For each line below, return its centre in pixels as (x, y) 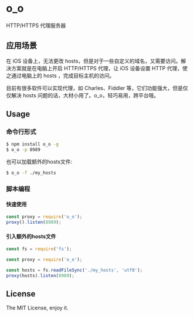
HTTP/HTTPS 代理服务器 (36, 25)
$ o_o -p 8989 (23, 150)
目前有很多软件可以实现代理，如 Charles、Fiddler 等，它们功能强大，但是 (95, 88)
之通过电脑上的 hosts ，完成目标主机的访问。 (60, 76)
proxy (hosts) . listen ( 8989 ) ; (40, 275)
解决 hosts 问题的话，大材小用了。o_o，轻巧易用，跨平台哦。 (85, 95)
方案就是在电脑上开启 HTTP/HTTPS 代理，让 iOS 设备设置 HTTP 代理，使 (99, 68)
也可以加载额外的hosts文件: (39, 162)
